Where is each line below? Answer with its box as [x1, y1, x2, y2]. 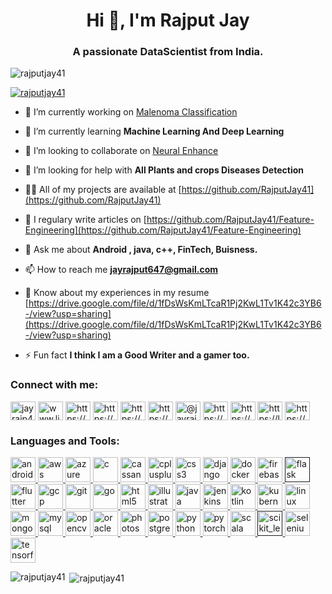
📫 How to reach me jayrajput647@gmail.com [24, 264, 219, 276]
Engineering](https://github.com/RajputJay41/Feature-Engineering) [24, 224, 302, 236]
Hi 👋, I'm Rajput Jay [86, 9, 250, 32]
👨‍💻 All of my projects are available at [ [24, 184, 182, 196]
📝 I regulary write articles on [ [24, 214, 147, 226]
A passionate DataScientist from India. [72, 45, 264, 59]
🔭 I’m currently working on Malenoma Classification [24, 106, 238, 118]
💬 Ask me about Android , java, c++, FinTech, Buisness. [24, 244, 258, 256]
